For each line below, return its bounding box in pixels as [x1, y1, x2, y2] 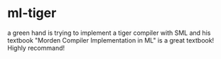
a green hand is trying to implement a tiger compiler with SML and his [7, 28, 211, 37]
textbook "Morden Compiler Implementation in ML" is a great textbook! [7, 36, 215, 44]
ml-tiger [7, 5, 57, 21]
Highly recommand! [7, 43, 65, 52]
